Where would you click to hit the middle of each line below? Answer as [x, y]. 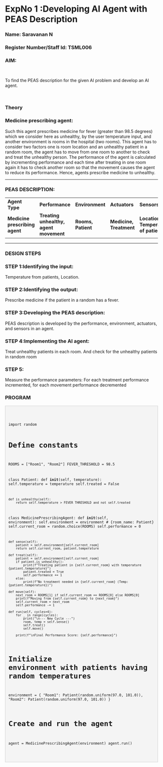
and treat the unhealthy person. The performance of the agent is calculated [81, 157]
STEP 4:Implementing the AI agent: [47, 341]
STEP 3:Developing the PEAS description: [55, 313]
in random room [21, 357]
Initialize [30, 659]
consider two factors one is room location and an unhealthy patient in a [76, 147]
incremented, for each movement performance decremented [66, 385]
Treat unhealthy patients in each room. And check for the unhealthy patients [81, 351]
